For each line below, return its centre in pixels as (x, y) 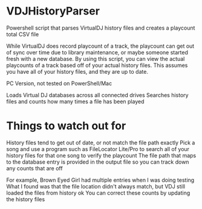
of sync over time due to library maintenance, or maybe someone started (97, 52)
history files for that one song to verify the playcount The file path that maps (101, 155)
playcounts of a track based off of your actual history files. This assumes (97, 65)
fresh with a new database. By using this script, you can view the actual (96, 59)
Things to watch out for (66, 126)
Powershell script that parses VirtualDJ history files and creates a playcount (101, 28)
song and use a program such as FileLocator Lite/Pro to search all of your (98, 149)
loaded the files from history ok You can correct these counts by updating (98, 193)
